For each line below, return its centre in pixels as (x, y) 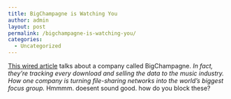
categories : (25, 40)
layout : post (27, 26)
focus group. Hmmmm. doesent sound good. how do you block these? (109, 88)
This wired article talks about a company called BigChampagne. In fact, (111, 66)
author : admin (29, 20)
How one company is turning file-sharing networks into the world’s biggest (116, 81)
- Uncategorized (38, 46)
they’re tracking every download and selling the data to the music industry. (116, 73)
